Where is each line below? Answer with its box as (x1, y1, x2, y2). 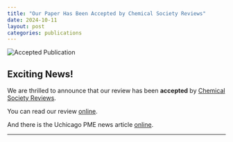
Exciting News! (7, 68, 74, 80)
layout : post (7, 23, 45, 30)
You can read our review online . (7, 108, 98, 116)
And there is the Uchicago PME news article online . (7, 121, 154, 129)
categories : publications (7, 29, 82, 37)
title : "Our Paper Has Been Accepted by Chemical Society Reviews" (7, 10, 207, 17)
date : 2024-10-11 (7, 17, 58, 23)
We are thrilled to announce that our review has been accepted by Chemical (7, 87, 225, 95)
